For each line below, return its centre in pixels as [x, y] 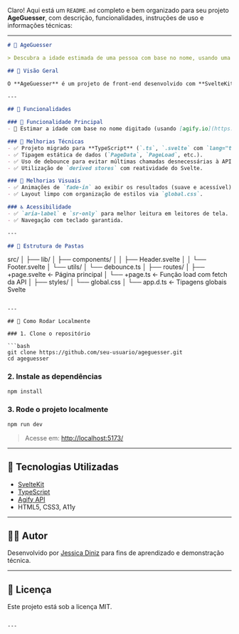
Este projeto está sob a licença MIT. [60, 607]
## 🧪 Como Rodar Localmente [49, 322]
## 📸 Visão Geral [33, 70]
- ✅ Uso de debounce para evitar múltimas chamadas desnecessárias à [113, 162]
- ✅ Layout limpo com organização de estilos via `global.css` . [105, 194]
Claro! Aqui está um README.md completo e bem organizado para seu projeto [118, 10]
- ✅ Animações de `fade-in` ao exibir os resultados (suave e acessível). [121, 188]
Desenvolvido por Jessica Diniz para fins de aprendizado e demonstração [116, 553]
